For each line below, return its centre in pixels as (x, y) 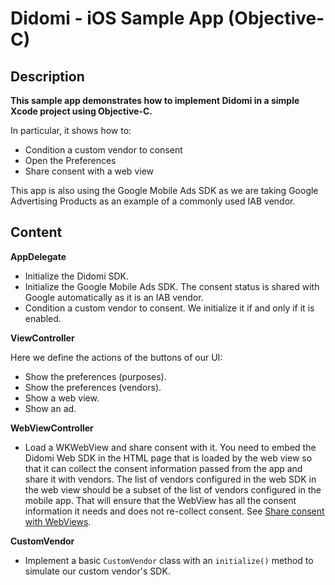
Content (36, 232)
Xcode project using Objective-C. (81, 111)
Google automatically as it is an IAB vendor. (114, 297)
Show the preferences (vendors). (93, 387)
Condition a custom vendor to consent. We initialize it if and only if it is (169, 308)
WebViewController (52, 428)
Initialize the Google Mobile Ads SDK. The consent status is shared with (172, 286)
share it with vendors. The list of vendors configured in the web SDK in (170, 479)
